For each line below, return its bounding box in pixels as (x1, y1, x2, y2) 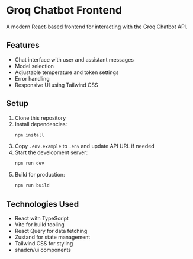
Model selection (14, 62, 54, 69)
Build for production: (14, 171, 65, 178)
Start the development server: (14, 149, 88, 156)
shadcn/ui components (14, 247, 71, 253)
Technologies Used (6, 199, 79, 209)
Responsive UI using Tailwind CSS (14, 81, 99, 88)
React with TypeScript (14, 215, 69, 222)
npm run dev (14, 161, 44, 167)
